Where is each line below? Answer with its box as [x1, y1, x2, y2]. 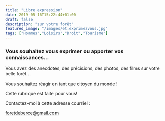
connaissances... [5, 54, 49, 61]
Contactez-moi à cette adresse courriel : [5, 100, 91, 106]
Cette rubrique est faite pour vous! [5, 91, 78, 97]
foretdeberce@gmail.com [5, 110, 59, 116]
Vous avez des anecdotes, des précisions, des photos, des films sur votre [5, 65, 160, 71]
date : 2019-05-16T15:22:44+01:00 [5, 12, 76, 17]
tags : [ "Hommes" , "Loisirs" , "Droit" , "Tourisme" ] [5, 31, 108, 36]
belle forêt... [5, 71, 31, 77]
